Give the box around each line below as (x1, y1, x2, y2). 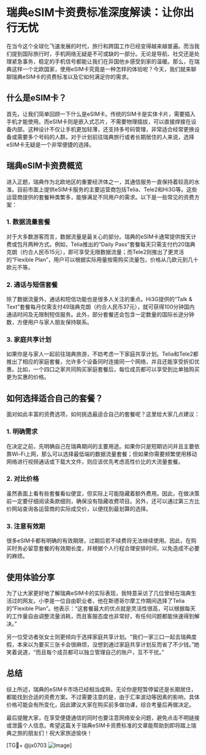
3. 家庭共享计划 (6, 335, 52, 344)
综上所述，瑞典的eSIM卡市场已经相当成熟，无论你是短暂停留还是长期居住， (6, 685, 197, 693)
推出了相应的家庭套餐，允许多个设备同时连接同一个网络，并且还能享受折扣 (6, 358, 194, 366)
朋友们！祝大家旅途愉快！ (27, 729, 93, 737)
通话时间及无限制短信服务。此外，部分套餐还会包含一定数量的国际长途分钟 (6, 311, 194, 318)
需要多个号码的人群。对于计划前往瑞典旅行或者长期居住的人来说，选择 (17, 133, 194, 140)
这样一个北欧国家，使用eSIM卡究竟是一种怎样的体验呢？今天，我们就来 (11, 65, 191, 72)
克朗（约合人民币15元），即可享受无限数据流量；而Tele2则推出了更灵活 (6, 248, 185, 255)
